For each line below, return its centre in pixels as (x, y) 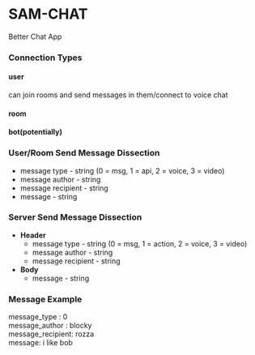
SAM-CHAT (48, 14)
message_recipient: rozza (51, 334)
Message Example (45, 299)
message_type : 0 (38, 317)
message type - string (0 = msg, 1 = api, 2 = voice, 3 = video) (122, 170)
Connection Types (45, 58)
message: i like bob (40, 343)
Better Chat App (35, 36)
